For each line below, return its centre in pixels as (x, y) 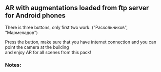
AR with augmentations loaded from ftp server (77, 8)
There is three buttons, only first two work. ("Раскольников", (66, 27)
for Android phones (35, 16)
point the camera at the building (37, 47)
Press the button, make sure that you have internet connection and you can (81, 42)
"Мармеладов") (21, 32)
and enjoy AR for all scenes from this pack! (48, 52)
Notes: (13, 65)
